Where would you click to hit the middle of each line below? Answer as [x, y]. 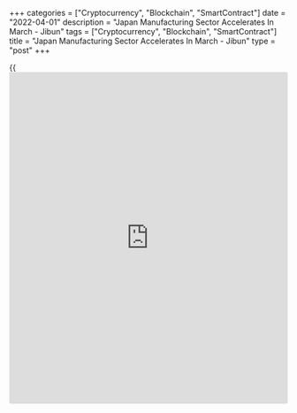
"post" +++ [30, 50]
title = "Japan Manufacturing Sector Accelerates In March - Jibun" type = [142, 41]
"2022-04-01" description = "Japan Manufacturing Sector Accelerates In [141, 22]
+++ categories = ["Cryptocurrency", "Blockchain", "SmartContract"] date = [148, 13]
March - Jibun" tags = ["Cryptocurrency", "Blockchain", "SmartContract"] [143, 31]
